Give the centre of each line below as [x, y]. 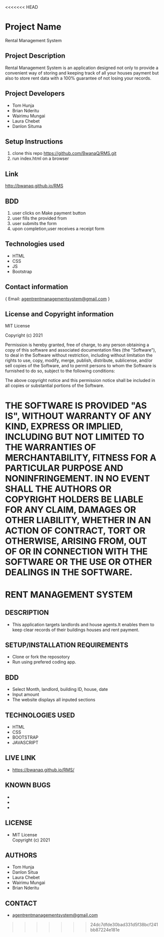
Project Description [35, 56]
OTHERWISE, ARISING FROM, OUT [76, 541]
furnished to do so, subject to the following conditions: [60, 371]
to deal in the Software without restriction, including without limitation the [79, 355]
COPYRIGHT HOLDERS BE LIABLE [74, 499]
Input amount [25, 695]
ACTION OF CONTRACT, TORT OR [75, 530]
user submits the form [35, 223]
